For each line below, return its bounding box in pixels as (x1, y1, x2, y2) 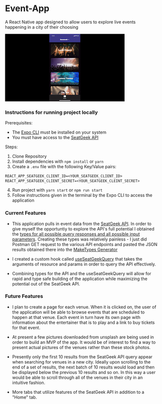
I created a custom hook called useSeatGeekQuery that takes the (12, 256, 143, 262)
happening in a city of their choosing (5, 24, 79, 30)
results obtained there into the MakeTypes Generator (12, 246, 118, 252)
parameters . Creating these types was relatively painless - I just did (12, 236, 147, 242)
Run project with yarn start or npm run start (12, 187, 103, 193)
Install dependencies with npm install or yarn (12, 158, 104, 164)
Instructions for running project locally (5, 109, 98, 116)
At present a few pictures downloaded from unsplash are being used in (12, 334, 154, 340)
